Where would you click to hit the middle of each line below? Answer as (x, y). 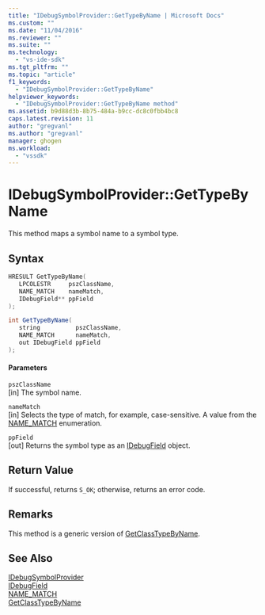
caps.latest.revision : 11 (51, 119)
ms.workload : (30, 148)
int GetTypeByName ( (40, 321)
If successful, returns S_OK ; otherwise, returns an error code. (107, 489)
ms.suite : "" (30, 45)
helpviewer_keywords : (44, 97)
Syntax (26, 258)
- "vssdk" (31, 155)
